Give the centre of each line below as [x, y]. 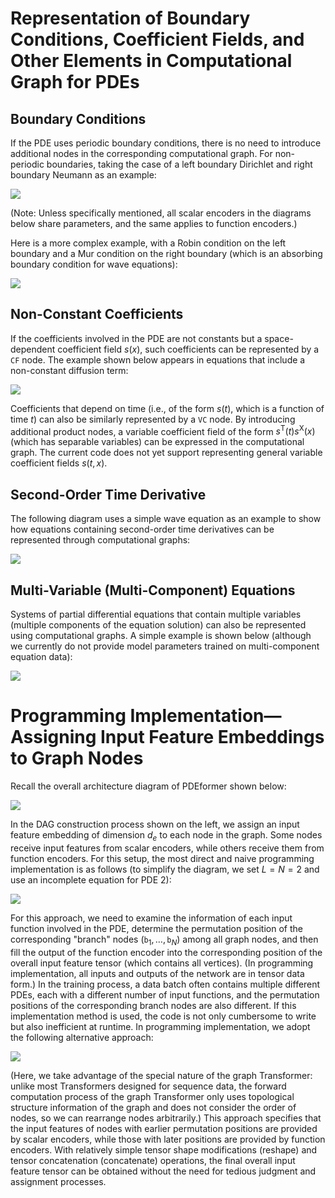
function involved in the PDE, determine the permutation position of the [156, 928]
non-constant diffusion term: [69, 370]
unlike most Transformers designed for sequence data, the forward [148, 1086]
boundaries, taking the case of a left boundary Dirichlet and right [179, 164]
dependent [33, 349]
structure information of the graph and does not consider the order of [153, 1107]
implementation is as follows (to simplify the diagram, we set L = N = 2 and [165, 869]
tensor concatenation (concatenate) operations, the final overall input [153, 1160]
